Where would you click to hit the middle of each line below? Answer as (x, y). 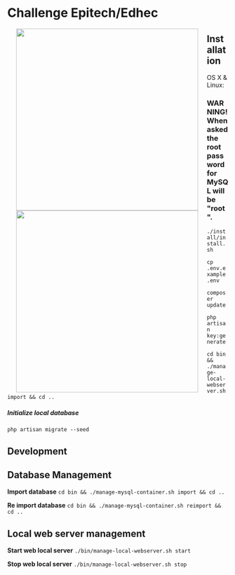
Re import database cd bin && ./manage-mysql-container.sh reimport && (114, 506)
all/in (216, 238)
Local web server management (76, 533)
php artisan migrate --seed (48, 430)
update (216, 305)
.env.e (216, 269)
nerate (216, 342)
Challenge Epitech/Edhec (83, 13)
